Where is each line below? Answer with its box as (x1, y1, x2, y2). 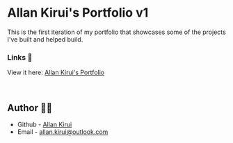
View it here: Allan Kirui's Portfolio (7, 68, 105, 77)
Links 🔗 (7, 52, 33, 62)
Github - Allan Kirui (17, 120, 72, 129)
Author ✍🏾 (7, 102, 53, 114)
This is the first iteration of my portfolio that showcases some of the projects (7, 28, 226, 36)
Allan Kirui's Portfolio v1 (7, 5, 149, 21)
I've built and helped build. (7, 35, 83, 43)
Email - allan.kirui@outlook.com (17, 128, 109, 136)
